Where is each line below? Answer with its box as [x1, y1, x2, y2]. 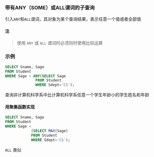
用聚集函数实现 [5, 104, 35, 110]
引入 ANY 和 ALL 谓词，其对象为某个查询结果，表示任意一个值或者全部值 [5, 16, 141, 22]
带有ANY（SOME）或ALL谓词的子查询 [5, 4, 95, 11]
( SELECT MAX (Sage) [31, 128, 68, 133]
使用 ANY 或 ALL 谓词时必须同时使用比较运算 [16, 40, 103, 46]
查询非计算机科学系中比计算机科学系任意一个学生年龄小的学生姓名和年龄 [5, 92, 149, 98]
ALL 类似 [5, 147, 22, 153]
